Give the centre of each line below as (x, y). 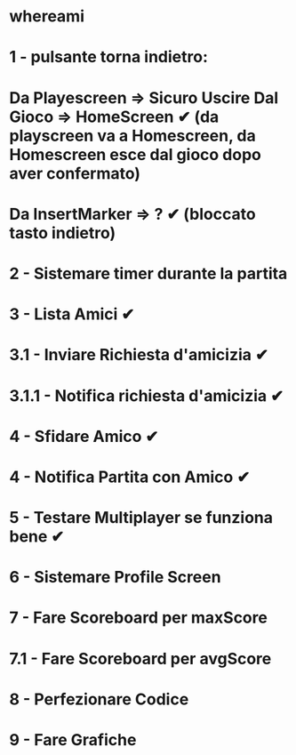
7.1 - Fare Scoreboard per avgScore (140, 659)
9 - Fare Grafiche (73, 740)
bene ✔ (37, 537)
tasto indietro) (63, 233)
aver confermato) (75, 173)
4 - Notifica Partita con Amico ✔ (130, 477)
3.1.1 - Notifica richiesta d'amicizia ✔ (147, 395)
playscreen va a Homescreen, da (132, 136)
